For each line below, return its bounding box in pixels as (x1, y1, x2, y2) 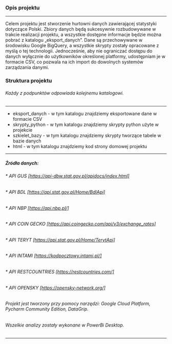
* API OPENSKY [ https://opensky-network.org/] (5, 284, 106, 291)
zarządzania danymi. (5, 64, 50, 70)
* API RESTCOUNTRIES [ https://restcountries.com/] (5, 269, 114, 275)
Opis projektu (5, 4, 40, 11)
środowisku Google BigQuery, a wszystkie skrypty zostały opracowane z (5, 43, 159, 49)
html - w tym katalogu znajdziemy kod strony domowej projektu (12, 143, 147, 150)
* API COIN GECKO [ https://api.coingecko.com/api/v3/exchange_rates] (5, 221, 156, 227)
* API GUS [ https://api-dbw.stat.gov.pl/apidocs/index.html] (5, 173, 130, 179)
